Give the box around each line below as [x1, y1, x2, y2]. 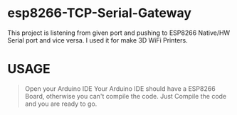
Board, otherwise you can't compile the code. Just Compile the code [24, 92, 227, 100]
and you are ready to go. [24, 99, 98, 108]
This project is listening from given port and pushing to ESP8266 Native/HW [7, 28, 231, 37]
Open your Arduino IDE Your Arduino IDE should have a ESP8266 [24, 84, 216, 93]
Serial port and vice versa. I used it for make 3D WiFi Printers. [7, 35, 189, 44]
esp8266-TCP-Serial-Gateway [7, 5, 192, 21]
